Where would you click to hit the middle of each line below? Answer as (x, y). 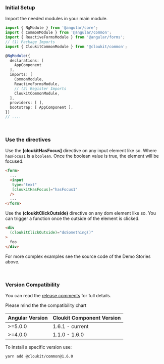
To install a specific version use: (39, 347)
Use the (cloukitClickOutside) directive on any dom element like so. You (81, 213)
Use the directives (28, 140)
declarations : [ (27, 60)
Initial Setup (20, 8)
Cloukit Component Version (87, 317)
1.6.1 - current (71, 326)
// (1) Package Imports (30, 42)
